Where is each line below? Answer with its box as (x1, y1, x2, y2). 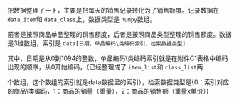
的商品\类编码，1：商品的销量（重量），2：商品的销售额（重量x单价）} (7, 87, 209, 95)
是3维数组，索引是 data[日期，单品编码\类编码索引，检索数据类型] (7, 39, 186, 47)
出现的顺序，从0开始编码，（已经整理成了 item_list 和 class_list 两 (7, 63, 203, 71)
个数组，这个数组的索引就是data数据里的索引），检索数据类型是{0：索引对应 (7, 78, 230, 86)
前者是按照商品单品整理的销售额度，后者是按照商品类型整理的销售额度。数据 (7, 30, 232, 38)
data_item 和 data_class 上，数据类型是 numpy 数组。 (7, 15, 156, 23)
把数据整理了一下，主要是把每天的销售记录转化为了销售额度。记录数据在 (7, 6, 219, 14)
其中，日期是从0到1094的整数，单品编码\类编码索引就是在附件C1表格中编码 (7, 54, 229, 62)
